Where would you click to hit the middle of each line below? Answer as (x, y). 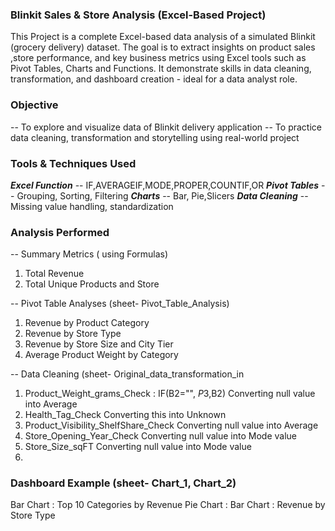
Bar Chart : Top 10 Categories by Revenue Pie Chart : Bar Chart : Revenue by (168, 505)
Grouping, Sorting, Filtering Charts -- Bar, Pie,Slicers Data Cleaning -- (162, 195)
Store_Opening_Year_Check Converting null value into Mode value (161, 436)
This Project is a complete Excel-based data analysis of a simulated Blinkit (163, 37)
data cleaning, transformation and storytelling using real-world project (155, 137)
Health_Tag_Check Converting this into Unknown (125, 415)
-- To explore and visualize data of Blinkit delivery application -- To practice (166, 127)
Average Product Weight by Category (101, 355)
